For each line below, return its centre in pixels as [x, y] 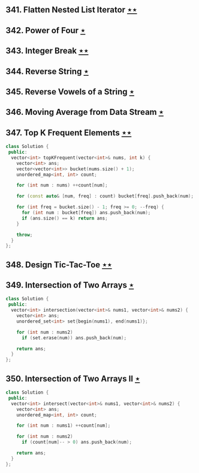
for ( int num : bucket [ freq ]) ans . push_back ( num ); [86, 213]
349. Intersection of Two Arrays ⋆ [70, 285]
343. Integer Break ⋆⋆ [47, 51]
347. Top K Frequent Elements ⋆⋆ [69, 133]
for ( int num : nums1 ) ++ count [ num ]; [64, 426]
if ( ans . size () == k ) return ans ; [65, 218]
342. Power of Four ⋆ [46, 30]
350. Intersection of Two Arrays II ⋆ [73, 379]
